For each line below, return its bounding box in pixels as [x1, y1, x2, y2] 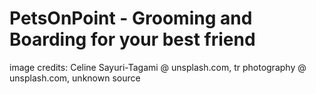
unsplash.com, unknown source [9, 72, 141, 84]
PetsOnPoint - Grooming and [9, 7, 253, 30]
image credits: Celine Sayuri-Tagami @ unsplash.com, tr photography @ [9, 61, 307, 73]
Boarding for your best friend [9, 28, 256, 51]
